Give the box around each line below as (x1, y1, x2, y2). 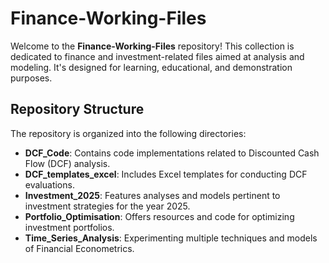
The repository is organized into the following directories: (10, 127, 247, 139)
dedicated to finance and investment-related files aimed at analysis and (10, 50, 305, 62)
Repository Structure (10, 101, 145, 118)
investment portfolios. (24, 221, 115, 233)
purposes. (10, 72, 53, 84)
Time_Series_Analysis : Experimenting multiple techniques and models (24, 232, 318, 244)
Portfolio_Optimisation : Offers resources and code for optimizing (24, 210, 295, 222)
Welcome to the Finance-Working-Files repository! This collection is (10, 40, 295, 52)
